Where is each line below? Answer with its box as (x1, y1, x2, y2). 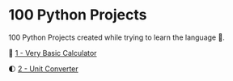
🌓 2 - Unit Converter (8, 63, 78, 74)
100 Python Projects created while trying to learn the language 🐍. (8, 32, 225, 42)
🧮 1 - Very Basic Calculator (8, 48, 97, 58)
